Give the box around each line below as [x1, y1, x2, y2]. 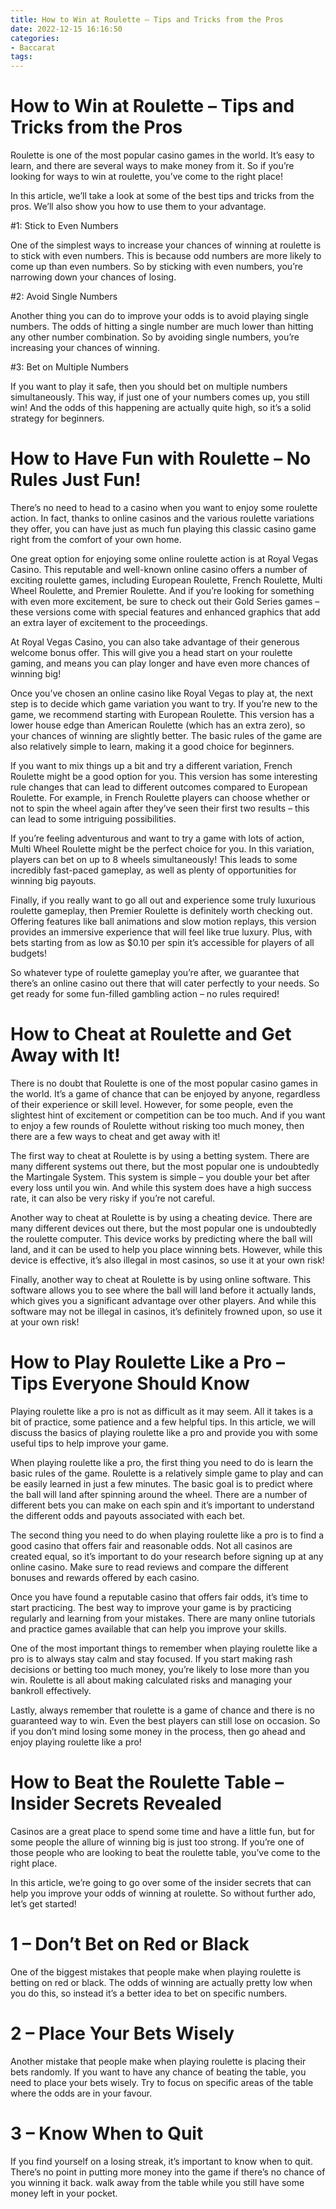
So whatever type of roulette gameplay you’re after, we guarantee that [10, 967, 300, 978]
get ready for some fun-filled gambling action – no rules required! [10, 988, 280, 1000]
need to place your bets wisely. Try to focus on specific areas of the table [10, 2076, 314, 2088]
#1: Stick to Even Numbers [10, 220, 119, 232]
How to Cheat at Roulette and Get [10, 1023, 292, 1046]
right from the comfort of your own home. [10, 534, 182, 545]
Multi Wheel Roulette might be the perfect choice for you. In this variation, [10, 843, 315, 855]
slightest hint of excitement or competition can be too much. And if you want [10, 1109, 326, 1121]
